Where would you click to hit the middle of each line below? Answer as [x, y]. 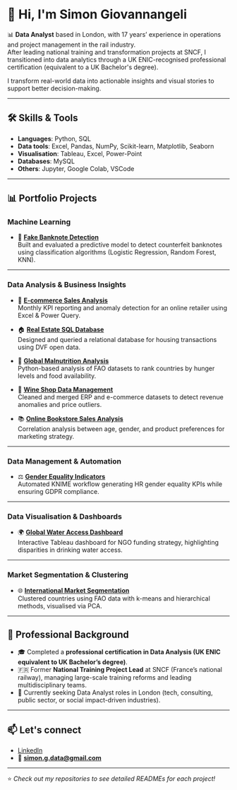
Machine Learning [39, 222]
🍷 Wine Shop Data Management [65, 389]
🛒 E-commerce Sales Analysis [62, 300]
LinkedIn [30, 750]
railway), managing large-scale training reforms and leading [104, 678]
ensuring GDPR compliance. [59, 492]
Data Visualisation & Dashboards [65, 517]
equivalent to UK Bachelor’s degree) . [73, 662]
